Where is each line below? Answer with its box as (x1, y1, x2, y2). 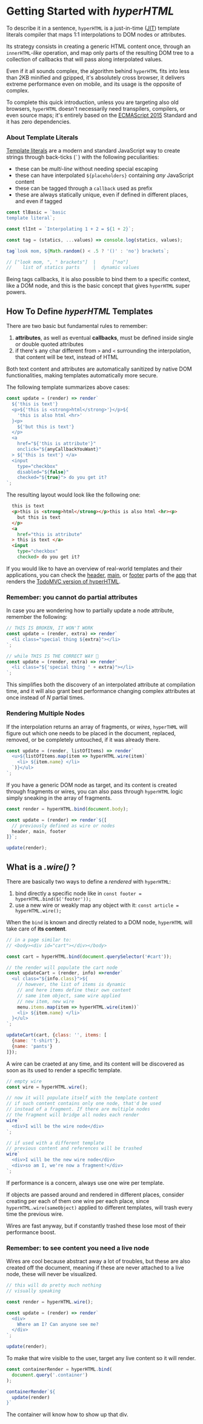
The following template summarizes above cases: (6, 383, 130, 391)
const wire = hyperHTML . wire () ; (6, 1084, 88, 1090)
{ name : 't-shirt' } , (12, 1038, 61, 1044)
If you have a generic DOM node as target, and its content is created (6, 781, 178, 789)
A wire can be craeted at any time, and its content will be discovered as (6, 1060, 185, 1067)
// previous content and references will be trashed (6, 1145, 142, 1151)
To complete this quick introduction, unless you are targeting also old (6, 99, 179, 106)
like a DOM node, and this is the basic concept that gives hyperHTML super (6, 282, 190, 290)
